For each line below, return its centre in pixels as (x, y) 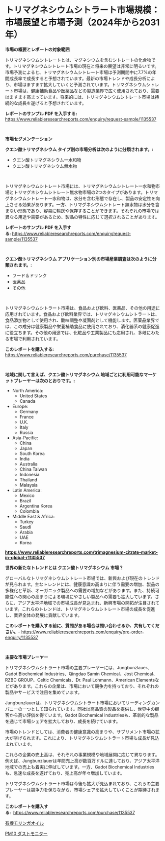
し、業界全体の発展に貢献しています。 (44, 615)
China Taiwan (33, 469)
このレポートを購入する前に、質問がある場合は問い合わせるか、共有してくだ (82, 625)
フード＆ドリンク (29, 275)
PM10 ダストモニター (27, 833)
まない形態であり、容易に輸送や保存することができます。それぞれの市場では (82, 211)
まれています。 (20, 744)
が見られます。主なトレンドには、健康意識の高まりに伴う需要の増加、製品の (82, 584)
